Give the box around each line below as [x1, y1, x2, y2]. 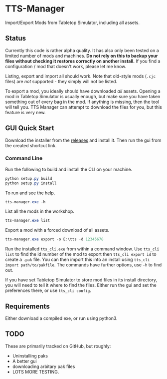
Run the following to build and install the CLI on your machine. [5, 166, 133, 172]
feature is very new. [5, 109, 46, 115]
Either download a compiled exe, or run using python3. [5, 315, 118, 321]
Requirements [5, 302, 50, 310]
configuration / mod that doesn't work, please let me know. [5, 63, 127, 69]
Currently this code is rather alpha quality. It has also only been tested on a [5, 47, 160, 53]
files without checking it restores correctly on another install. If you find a [5, 58, 161, 64]
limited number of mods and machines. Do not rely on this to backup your [5, 53, 158, 59]
